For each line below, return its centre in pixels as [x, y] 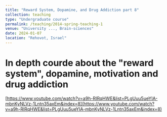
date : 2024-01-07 [24, 33]
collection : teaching [28, 15]
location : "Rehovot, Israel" [36, 38]
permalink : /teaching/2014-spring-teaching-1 [54, 24]
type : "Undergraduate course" [37, 19]
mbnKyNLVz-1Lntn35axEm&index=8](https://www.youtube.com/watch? [80, 103]
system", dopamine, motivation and [82, 74]
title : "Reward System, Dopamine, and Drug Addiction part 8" [72, 10]
